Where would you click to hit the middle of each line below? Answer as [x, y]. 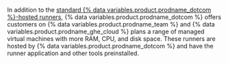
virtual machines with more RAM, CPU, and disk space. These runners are [111, 39]
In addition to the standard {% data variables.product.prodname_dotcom [109, 10]
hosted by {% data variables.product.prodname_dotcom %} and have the [110, 46]
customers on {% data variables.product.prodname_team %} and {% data [111, 24]
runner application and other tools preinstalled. [73, 53]
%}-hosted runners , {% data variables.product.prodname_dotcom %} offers [114, 17]
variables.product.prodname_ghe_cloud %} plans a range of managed [106, 31]
